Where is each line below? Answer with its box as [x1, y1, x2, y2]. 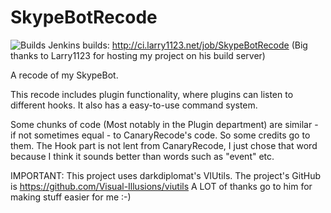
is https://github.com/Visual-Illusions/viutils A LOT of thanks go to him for [10, 180, 313, 192]
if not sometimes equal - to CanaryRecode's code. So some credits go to [10, 129, 311, 141]
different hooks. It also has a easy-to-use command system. [10, 99, 258, 111]
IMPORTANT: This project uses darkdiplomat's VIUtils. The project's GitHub [10, 169, 321, 181]
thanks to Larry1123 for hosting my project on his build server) [10, 49, 266, 61]
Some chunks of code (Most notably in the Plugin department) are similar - [10, 118, 319, 130]
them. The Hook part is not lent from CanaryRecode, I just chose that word [10, 139, 318, 151]
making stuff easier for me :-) [10, 191, 132, 203]
